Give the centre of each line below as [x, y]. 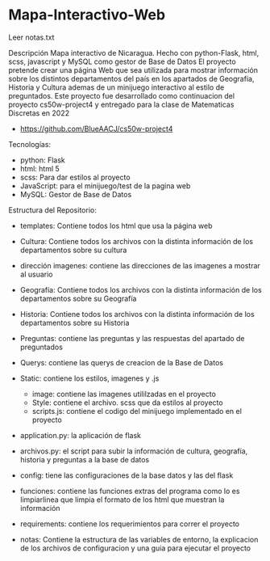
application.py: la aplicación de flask [80, 435]
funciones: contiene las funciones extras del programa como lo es [130, 491]
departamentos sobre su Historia [75, 323]
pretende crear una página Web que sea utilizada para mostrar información [133, 70]
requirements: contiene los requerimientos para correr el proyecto [130, 524]
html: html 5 [40, 168]
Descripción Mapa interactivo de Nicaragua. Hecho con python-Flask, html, [134, 53]
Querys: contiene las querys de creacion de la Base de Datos [122, 362]
